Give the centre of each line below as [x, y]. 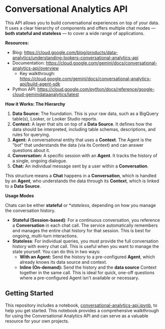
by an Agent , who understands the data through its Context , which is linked [82, 181]
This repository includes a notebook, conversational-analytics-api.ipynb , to [81, 305]
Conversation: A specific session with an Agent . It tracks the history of [85, 155]
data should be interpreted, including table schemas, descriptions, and [84, 129]
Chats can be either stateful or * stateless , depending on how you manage [81, 205]
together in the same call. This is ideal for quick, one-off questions [87, 272]
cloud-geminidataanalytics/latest [46, 94]
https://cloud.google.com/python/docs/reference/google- [96, 89]
